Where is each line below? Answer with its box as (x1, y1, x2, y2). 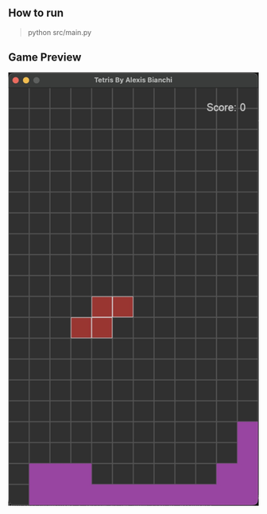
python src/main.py (27, 27, 92, 37)
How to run (8, 6, 64, 20)
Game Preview (8, 51, 82, 65)
